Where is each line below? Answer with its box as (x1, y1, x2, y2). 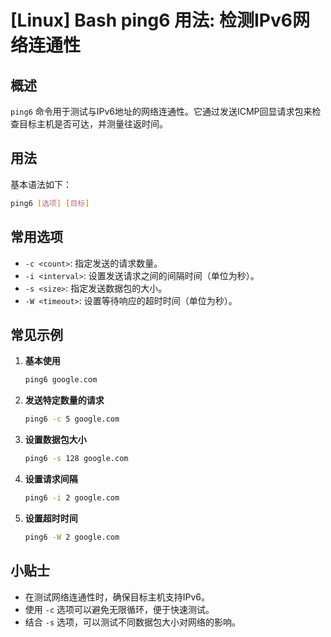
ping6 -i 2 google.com (24, 492, 120, 503)
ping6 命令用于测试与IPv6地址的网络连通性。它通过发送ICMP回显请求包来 (10, 106, 313, 117)
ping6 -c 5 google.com (24, 414, 120, 425)
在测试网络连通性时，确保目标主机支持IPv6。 (24, 591, 211, 603)
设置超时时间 (24, 512, 78, 524)
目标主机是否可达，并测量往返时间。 (18, 118, 168, 130)
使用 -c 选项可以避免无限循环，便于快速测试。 (24, 603, 215, 615)
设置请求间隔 (24, 472, 78, 485)
